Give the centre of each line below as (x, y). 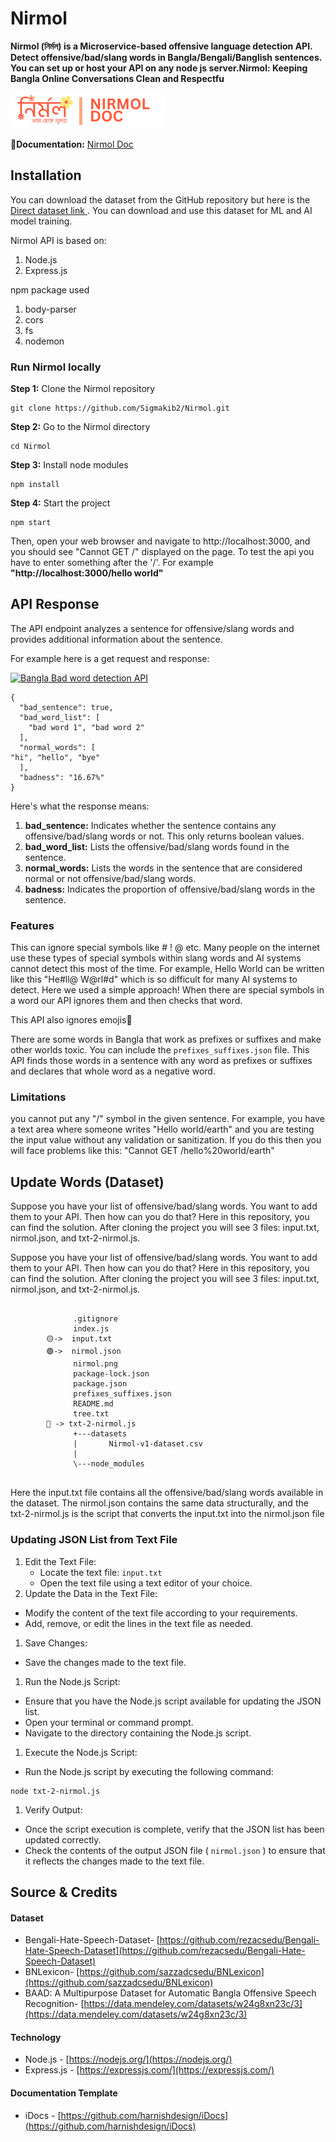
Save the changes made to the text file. (105, 1662)
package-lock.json (111, 1374)
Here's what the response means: (80, 806)
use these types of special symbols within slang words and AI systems (156, 958)
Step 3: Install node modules (69, 465)
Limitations (38, 1097)
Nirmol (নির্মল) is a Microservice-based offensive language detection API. (161, 46)
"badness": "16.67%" (62, 777)
